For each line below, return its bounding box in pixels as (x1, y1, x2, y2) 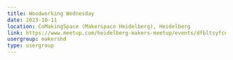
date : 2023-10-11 (7, 17, 58, 23)
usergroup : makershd (7, 36, 67, 43)
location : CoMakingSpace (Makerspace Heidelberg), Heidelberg (7, 23, 191, 30)
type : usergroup (7, 42, 54, 49)
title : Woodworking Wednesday (7, 10, 95, 17)
